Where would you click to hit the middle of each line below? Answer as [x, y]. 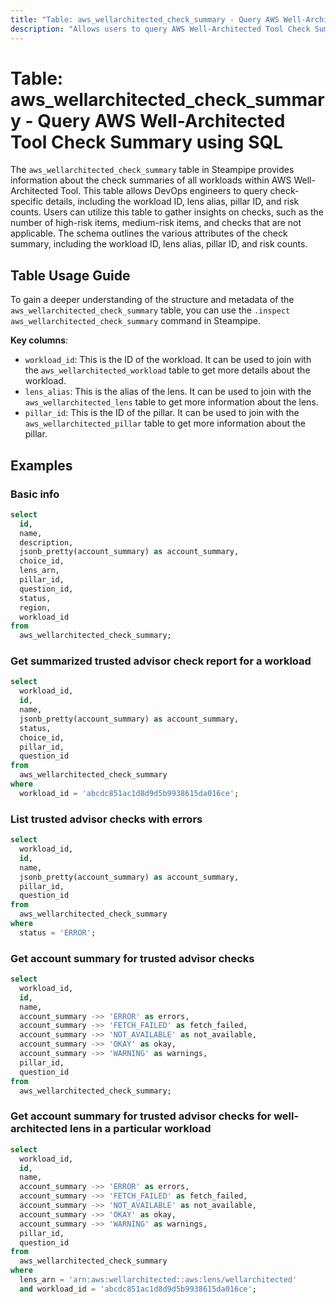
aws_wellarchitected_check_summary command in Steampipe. [135, 321]
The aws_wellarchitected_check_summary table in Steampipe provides [152, 170]
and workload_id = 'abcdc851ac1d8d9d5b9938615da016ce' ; [138, 1289]
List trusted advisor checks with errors [106, 819]
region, [35, 607]
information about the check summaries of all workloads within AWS [151, 180]
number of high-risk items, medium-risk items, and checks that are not [156, 223]
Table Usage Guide [70, 275]
